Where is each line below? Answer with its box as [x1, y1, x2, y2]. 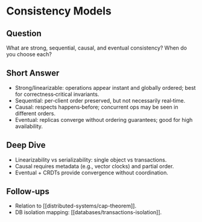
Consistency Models [6, 4, 112, 18]
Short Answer [6, 68, 60, 78]
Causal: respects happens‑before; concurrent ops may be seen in [14, 103, 178, 110]
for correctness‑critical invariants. [14, 90, 99, 98]
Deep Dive [6, 140, 46, 150]
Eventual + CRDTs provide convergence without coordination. [14, 169, 169, 176]
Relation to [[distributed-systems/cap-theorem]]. [14, 202, 137, 209]
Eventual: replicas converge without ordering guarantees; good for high [14, 116, 193, 123]
